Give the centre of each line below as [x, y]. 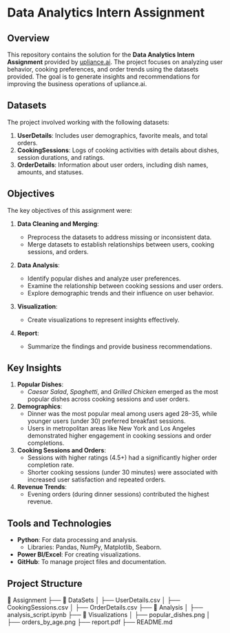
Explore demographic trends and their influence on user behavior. [121, 293]
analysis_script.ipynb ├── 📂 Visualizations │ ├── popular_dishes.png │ [109, 615]
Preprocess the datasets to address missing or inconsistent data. [119, 237]
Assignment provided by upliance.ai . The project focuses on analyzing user [115, 62]
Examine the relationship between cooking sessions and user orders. [125, 286]
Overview [29, 38]
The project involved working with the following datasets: [88, 122]
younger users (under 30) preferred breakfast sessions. [106, 421]
